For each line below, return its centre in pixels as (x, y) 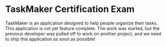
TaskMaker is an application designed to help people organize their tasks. (81, 23)
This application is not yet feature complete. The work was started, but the (82, 28)
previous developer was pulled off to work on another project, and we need (83, 33)
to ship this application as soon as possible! (50, 39)
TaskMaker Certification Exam (70, 9)
